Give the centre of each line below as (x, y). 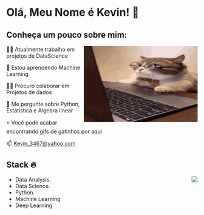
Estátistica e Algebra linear (40, 111)
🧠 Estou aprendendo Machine (43, 67)
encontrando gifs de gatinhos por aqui (54, 131)
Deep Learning (34, 205)
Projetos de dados (29, 92)
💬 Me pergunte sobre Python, (43, 104)
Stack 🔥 (21, 165)
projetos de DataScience (37, 56)
